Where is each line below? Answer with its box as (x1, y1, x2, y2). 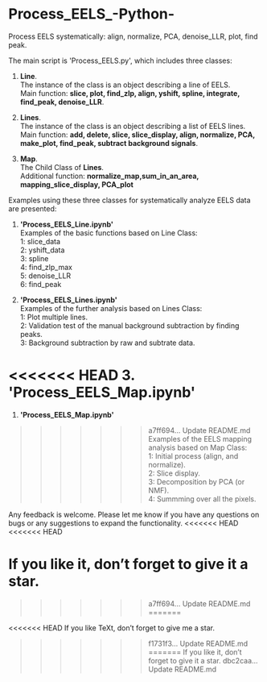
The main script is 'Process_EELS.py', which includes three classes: (8, 56, 232, 65)
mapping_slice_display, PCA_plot (19, 179, 134, 189)
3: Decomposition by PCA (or (148, 476, 245, 486)
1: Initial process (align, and (148, 451, 239, 460)
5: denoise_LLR (19, 271, 72, 281)
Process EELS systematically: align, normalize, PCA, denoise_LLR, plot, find (8, 31, 259, 41)
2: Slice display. (148, 468, 201, 478)
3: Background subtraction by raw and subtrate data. (19, 338, 195, 347)
